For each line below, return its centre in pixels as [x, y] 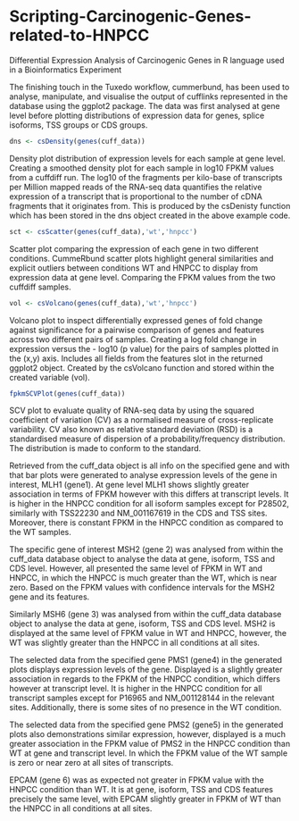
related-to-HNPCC [79, 35]
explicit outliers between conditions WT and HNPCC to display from [134, 268]
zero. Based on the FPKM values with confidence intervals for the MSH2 [142, 588]
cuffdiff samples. [40, 287]
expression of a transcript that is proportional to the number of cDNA [136, 196]
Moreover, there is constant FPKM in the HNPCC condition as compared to [146, 523]
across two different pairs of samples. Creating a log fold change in [133, 339]
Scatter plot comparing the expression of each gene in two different [134, 248]
